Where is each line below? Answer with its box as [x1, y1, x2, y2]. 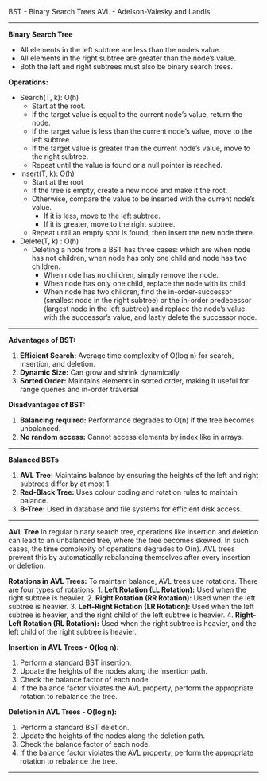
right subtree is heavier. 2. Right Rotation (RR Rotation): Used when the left [8, 593, 256, 603]
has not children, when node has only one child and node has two [31, 254, 248, 262]
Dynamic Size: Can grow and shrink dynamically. [19, 367, 181, 377]
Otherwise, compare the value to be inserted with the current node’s [31, 194, 256, 204]
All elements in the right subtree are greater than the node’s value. [19, 53, 237, 63]
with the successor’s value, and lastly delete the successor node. [43, 313, 257, 321]
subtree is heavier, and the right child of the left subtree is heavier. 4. [8, 610, 234, 620]
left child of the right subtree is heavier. [8, 628, 137, 636]
